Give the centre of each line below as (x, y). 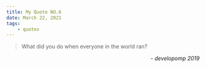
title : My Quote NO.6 (34, 12)
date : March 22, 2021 (34, 18)
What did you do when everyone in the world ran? (84, 47)
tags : (13, 23)
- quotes (29, 29)
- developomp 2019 (175, 58)
